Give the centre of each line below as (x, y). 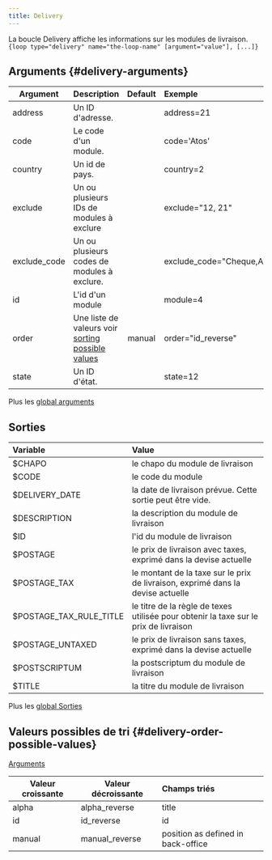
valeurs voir (96, 328)
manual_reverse (111, 839)
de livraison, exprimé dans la (186, 583)
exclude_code (39, 261)
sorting (87, 338)
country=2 (184, 169)
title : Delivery (36, 16)
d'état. (85, 382)
